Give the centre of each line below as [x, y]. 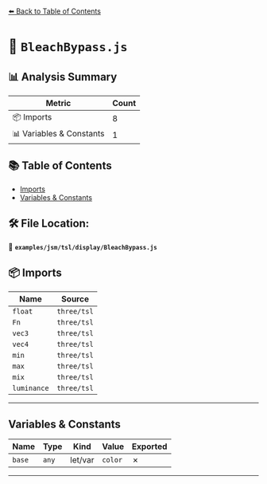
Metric [58, 103]
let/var [82, 460]
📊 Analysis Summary [63, 77]
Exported [149, 447]
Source [75, 299]
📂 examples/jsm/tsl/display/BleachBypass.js [83, 246]
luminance [31, 388]
